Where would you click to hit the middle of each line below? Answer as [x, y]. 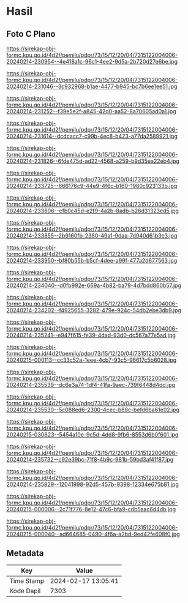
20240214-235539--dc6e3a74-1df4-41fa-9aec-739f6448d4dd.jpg [91, 385]
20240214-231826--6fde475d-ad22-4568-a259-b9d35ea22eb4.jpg [93, 161]
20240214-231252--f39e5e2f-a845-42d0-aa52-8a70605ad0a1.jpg [91, 111]
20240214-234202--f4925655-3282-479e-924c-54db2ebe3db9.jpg [94, 310]
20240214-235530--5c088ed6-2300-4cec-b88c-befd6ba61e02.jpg [93, 410]
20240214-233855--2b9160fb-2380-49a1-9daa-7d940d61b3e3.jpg [92, 236]
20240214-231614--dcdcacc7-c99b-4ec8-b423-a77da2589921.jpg [92, 136]
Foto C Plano [31, 34]
